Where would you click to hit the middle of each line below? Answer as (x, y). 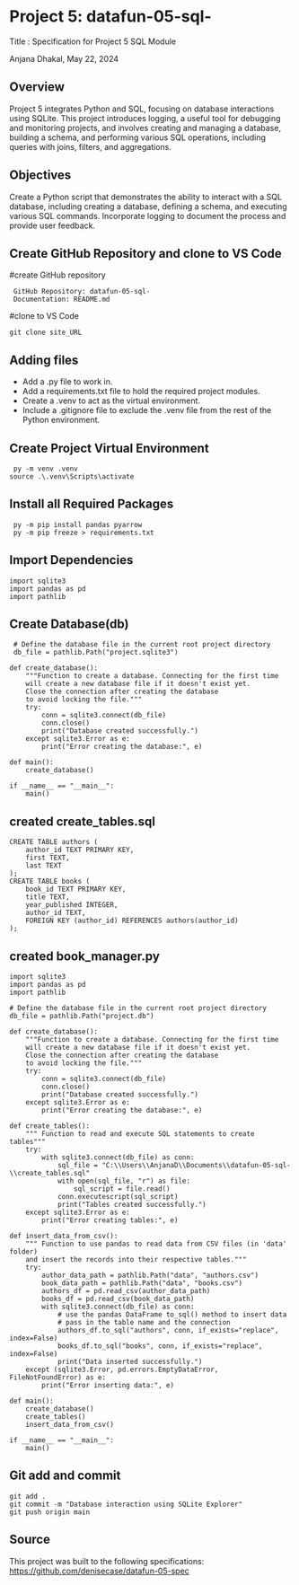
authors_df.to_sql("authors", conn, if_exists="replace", (168, 1331)
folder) (24, 1252)
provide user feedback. (53, 225)
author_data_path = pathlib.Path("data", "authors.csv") (150, 1276)
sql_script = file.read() (122, 1189)
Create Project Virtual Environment (109, 448)
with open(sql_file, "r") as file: (124, 1181)
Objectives (40, 176)
